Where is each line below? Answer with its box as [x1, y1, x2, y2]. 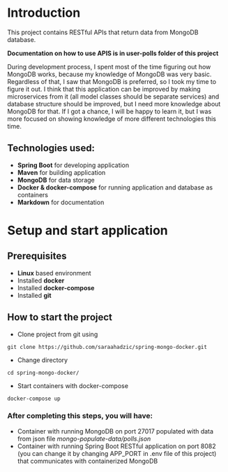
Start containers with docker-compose [17, 381, 129, 389]
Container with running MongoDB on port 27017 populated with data [17, 427, 214, 435]
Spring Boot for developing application [17, 161, 130, 169]
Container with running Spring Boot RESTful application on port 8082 [17, 442, 216, 450]
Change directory [17, 355, 68, 364]
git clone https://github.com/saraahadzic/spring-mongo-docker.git [7, 343, 208, 350]
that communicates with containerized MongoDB [17, 457, 158, 465]
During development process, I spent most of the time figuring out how [7, 62, 211, 71]
